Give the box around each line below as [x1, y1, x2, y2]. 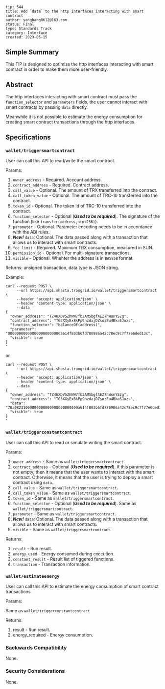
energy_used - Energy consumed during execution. [12, 551, 115, 557]
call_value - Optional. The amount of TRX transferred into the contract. [12, 187, 157, 193]
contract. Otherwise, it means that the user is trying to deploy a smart [12, 474, 153, 480]
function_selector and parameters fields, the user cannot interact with [5, 99, 147, 105]
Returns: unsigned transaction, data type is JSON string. [5, 265, 119, 270]
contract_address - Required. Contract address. [12, 182, 109, 188]
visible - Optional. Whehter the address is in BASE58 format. [12, 255, 134, 261]
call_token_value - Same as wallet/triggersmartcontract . [12, 490, 132, 496]
